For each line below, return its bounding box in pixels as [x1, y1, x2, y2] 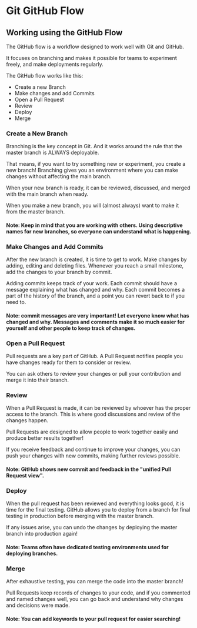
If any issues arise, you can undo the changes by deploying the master [6, 524, 178, 531]
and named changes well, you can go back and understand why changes [6, 596, 183, 603]
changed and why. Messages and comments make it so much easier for [6, 318, 185, 325]
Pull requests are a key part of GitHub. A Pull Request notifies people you [6, 353, 183, 360]
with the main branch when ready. [6, 191, 89, 198]
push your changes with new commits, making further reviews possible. [6, 452, 181, 459]
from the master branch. [6, 208, 65, 215]
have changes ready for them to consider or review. [6, 359, 131, 366]
